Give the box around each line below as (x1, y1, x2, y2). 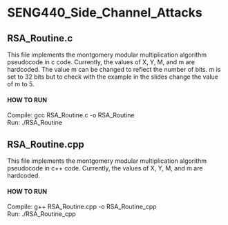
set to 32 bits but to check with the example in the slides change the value (7, 72, 219, 81)
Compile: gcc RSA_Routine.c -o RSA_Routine (7, 111, 135, 119)
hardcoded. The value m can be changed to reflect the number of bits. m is (7, 66, 221, 73)
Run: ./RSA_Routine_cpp (7, 210, 76, 218)
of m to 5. (7, 80, 35, 88)
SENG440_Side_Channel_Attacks (7, 5, 202, 21)
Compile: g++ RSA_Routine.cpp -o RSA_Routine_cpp (7, 202, 157, 211)
